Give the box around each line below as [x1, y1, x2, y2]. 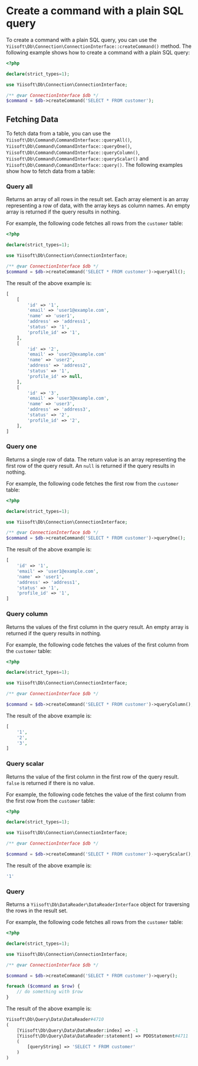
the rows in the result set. [6, 907, 68, 915]
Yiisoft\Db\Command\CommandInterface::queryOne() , [6, 143, 132, 150]
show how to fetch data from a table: [6, 167, 95, 175]
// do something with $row [16, 989, 83, 995]
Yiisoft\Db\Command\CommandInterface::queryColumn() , [6, 149, 140, 156]
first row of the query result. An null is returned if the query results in [6, 462, 175, 469]
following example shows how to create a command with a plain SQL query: [6, 49, 190, 56]
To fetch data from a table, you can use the [6, 130, 111, 137]
